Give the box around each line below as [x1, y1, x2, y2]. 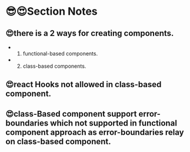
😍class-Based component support [5, 108, 137, 119]
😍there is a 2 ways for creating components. [5, 28, 174, 38]
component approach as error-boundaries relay [5, 127, 184, 137]
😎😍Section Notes [5, 5, 98, 18]
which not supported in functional [50, 118, 178, 128]
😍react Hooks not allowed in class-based [5, 80, 162, 90]
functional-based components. [22, 50, 98, 57]
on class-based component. [5, 136, 111, 146]
